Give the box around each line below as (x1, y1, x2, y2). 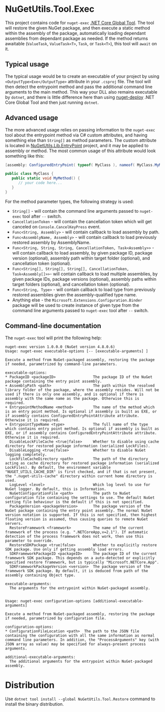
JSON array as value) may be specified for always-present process (5, 642, 146, 647)
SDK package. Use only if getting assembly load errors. (5, 547, 124, 552)
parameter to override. (5, 538, 54, 543)
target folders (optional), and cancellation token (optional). (12, 281, 131, 287)
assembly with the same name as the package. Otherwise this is (5, 396, 139, 401)
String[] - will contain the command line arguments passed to (12, 208, 139, 214)
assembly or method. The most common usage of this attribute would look (5, 148, 156, 154)
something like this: (5, 153, 45, 159)
